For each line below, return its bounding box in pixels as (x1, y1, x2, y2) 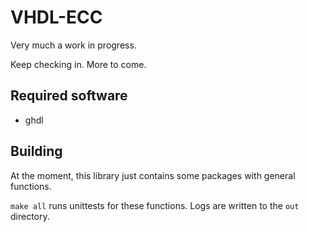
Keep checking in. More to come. (10, 58, 147, 70)
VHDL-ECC (10, 6, 103, 29)
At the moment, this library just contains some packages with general (10, 169, 296, 181)
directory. (10, 210, 50, 222)
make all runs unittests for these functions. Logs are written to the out (10, 199, 300, 211)
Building (10, 143, 63, 160)
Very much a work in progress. (10, 39, 137, 51)
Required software (10, 87, 128, 105)
